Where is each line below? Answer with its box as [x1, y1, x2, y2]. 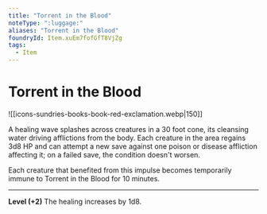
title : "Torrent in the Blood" [8, 11, 112, 20]
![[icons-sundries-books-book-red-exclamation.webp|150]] [8, 109, 203, 119]
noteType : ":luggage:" [8, 19, 83, 27]
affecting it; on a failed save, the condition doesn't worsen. [8, 150, 201, 159]
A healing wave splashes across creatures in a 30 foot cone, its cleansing [8, 124, 249, 134]
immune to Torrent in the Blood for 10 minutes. [8, 173, 161, 183]
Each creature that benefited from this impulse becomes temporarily [8, 165, 232, 175]
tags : [8, 41, 26, 49]
